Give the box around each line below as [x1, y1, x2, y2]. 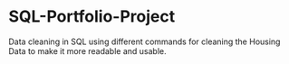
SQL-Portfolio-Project [8, 6, 176, 27]
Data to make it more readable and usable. [8, 45, 167, 56]
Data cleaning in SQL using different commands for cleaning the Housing [8, 36, 281, 47]
